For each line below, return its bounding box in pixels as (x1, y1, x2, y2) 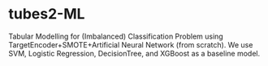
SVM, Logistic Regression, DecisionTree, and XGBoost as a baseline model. (8, 48, 261, 58)
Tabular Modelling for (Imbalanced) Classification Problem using (8, 31, 223, 41)
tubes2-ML (8, 5, 85, 23)
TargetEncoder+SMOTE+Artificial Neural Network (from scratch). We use (8, 39, 253, 49)
